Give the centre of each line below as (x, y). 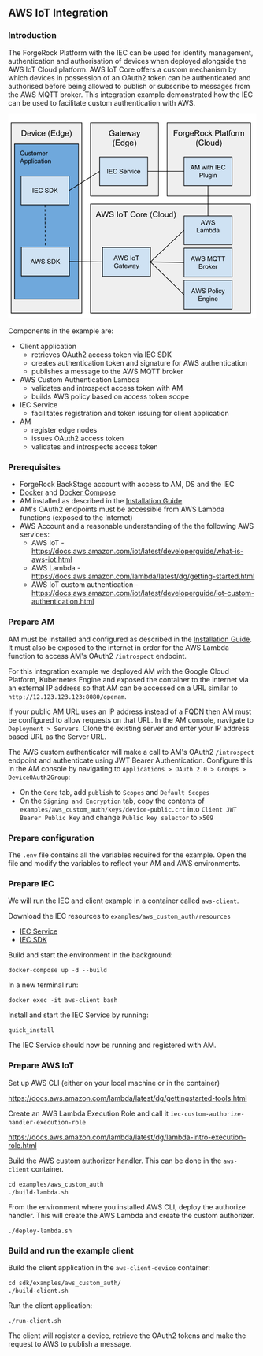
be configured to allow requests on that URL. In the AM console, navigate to (131, 719)
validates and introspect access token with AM (107, 388)
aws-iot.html (52, 559)
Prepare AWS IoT (41, 1065)
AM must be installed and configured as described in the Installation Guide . (130, 639)
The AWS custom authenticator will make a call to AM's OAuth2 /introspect (131, 752)
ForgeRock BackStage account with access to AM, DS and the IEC (127, 485)
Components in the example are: (61, 331)
